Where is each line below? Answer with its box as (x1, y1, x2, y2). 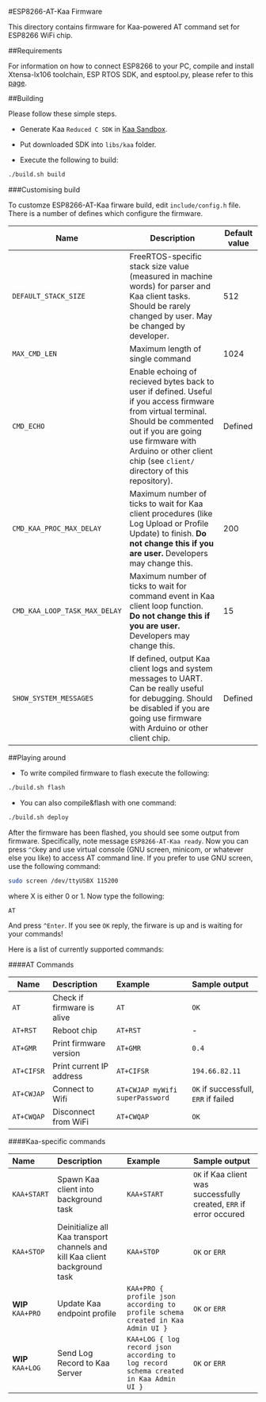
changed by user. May (129, 310, 213, 321)
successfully (193, 1188, 241, 1199)
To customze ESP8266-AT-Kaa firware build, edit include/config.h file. (8, 200, 241, 210)
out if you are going (129, 425, 202, 436)
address (52, 1070, 83, 1081)
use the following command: (8, 861, 101, 871)
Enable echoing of (129, 365, 197, 377)
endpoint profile (57, 1307, 117, 1319)
